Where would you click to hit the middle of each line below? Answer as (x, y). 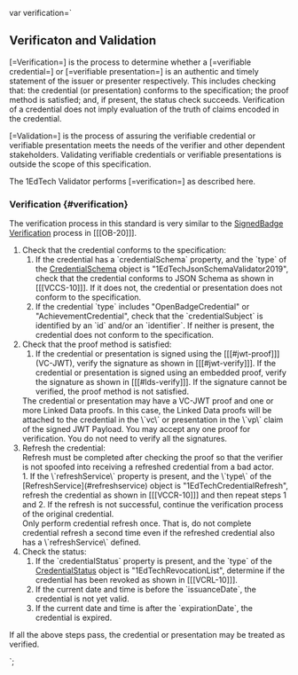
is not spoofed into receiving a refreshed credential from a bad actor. (148, 467)
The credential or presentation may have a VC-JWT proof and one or (148, 401)
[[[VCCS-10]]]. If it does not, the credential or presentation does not (159, 288)
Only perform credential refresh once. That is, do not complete (137, 523)
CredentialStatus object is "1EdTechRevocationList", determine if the (160, 570)
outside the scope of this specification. (80, 164)
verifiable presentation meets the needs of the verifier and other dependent (147, 145)
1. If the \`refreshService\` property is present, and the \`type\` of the (147, 476)
